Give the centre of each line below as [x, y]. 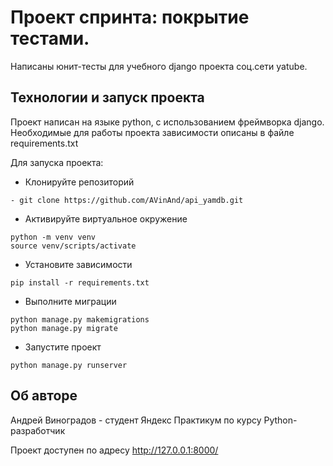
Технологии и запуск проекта [107, 97]
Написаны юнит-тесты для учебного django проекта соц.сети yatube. [159, 66]
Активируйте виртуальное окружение [106, 218]
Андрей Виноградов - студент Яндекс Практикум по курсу [136, 420]
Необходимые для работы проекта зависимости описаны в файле [152, 132]
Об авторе [44, 396]
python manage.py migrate [64, 328]
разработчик [38, 430]
